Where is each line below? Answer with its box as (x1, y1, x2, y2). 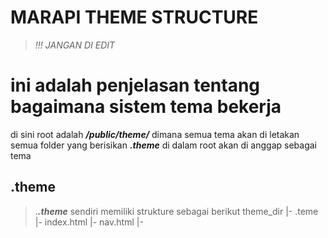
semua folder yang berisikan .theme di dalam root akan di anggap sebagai (10, 139, 318, 151)
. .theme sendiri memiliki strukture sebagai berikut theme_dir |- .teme (34, 205, 319, 217)
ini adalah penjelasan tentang (10, 74, 261, 97)
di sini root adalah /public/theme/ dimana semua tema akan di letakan (10, 128, 300, 140)
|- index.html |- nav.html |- (34, 216, 144, 228)
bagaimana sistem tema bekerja (10, 96, 282, 118)
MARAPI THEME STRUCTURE (10, 6, 259, 29)
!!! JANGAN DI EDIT (34, 39, 116, 51)
